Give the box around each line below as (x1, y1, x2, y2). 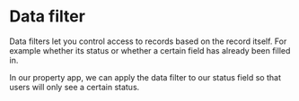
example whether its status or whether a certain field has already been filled (9, 45, 291, 55)
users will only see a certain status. (9, 81, 140, 92)
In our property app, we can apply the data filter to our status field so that (9, 72, 281, 82)
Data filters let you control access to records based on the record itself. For (9, 36, 287, 46)
